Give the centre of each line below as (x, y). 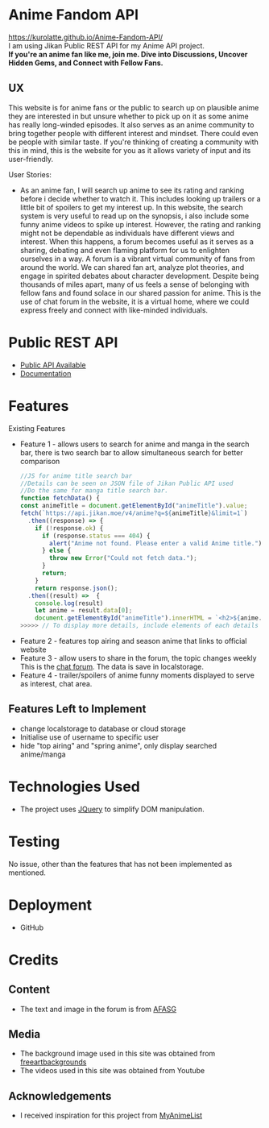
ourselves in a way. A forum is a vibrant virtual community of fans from (137, 259)
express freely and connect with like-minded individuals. (114, 310)
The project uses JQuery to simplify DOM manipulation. (112, 809)
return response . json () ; (77, 588)
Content (29, 990)
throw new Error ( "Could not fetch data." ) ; (123, 558)
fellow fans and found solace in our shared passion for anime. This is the (141, 292)
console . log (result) (69, 603)
